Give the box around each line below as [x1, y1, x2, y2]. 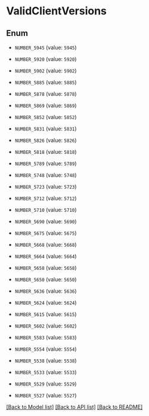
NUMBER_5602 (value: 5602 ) [14, 322, 77, 329]
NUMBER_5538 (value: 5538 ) [14, 357, 77, 364]
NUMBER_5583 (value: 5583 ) [14, 334, 77, 341]
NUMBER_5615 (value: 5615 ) [14, 311, 77, 318]
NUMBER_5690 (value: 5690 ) [14, 218, 77, 225]
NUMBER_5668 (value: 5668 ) [14, 241, 77, 248]
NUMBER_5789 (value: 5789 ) [14, 160, 77, 167]
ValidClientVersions [6, 4, 107, 18]
